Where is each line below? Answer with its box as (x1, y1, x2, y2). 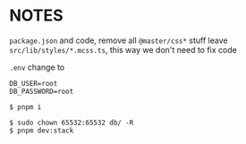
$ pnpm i (9, 102, 42, 112)
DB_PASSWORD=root (9, 87, 74, 96)
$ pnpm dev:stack (9, 126, 74, 135)
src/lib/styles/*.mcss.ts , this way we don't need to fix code (9, 44, 237, 55)
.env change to (9, 62, 65, 72)
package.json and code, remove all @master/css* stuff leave (9, 35, 228, 46)
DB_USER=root (9, 79, 58, 88)
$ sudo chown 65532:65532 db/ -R (9, 118, 134, 127)
